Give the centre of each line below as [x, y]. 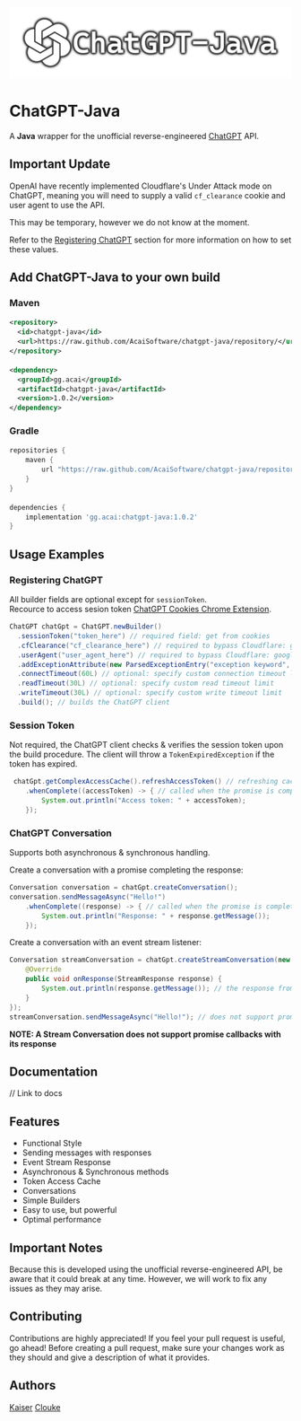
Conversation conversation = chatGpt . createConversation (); [124, 888]
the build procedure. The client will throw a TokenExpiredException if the [142, 754]
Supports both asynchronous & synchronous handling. [110, 853]
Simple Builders [51, 1200]
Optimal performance [61, 1220]
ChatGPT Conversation [60, 833]
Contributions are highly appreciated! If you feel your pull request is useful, [147, 1338]
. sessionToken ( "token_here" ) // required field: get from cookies [144, 636]
